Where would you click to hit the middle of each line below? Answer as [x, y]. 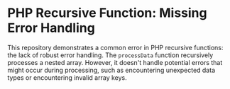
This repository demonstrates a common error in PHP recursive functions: [115, 47]
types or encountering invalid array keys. [67, 77]
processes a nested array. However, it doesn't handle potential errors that [115, 62]
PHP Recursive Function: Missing [107, 13]
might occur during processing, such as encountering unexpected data [111, 70]
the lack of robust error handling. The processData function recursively [110, 55]
